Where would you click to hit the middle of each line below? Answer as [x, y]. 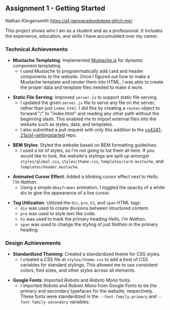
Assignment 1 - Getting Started [55, 8]
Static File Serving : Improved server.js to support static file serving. [85, 97]
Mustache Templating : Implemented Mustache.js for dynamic [78, 60]
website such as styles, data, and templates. [67, 124]
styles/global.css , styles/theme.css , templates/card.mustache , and [92, 161]
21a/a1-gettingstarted [42, 135]
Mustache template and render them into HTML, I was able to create [92, 82]
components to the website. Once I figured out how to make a [85, 76]
